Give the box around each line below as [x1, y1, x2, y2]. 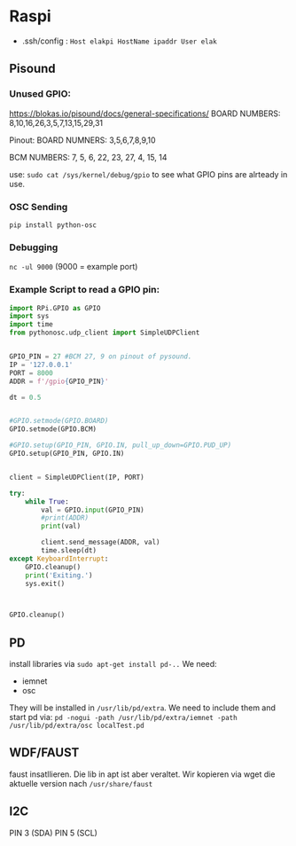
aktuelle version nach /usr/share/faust [9, 778, 153, 788]
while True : [25, 497, 69, 506]
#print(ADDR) [41, 513, 90, 522]
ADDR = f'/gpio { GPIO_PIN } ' [9, 377, 109, 386]
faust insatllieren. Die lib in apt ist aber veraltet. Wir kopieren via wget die [9, 769, 276, 779]
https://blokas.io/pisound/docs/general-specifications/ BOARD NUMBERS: [9, 108, 281, 119]
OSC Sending [9, 200, 68, 213]
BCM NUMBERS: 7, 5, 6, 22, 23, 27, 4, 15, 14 [9, 152, 167, 162]
